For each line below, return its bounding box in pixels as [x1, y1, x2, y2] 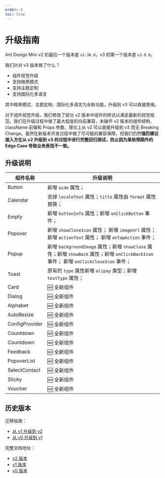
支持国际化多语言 [12, 91, 47, 97]
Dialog [7, 293, 23, 300]
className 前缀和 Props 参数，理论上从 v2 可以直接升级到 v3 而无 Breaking [5, 124, 159, 131]
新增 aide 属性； [47, 184, 85, 191]
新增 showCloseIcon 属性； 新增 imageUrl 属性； [47, 227, 156, 234]
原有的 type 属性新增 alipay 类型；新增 [47, 267, 137, 274]
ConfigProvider [7, 321, 43, 328]
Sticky [7, 376, 22, 383]
